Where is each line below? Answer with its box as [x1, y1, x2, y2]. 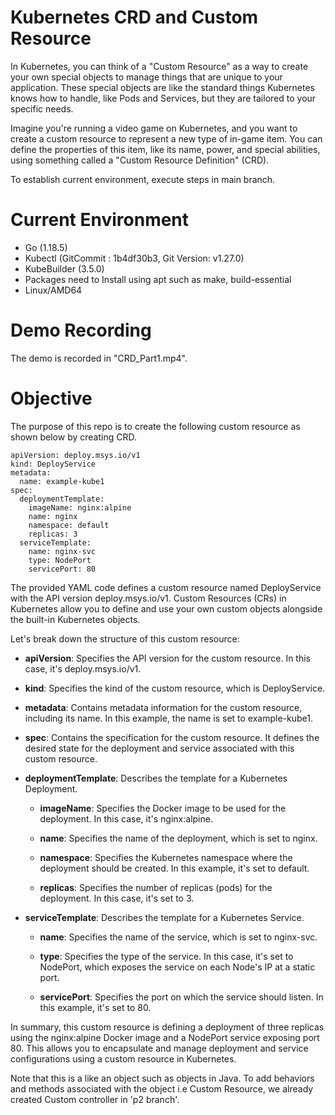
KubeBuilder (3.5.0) [24, 262, 105, 275]
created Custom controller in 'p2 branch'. [10, 1093, 180, 1105]
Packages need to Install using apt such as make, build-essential [24, 273, 292, 285]
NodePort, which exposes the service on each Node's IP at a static [39, 961, 316, 973]
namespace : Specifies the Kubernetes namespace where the [39, 851, 293, 863]
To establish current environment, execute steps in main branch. [10, 173, 276, 185]
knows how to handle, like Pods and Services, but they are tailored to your [10, 92, 317, 104]
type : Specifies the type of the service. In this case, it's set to [39, 950, 294, 962]
